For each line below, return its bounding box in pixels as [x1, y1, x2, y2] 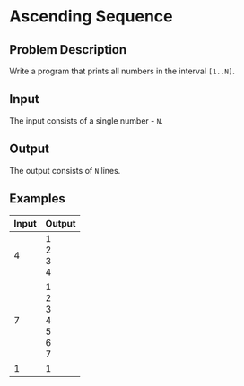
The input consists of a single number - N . [9, 115, 163, 126]
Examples [9, 191, 65, 207]
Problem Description [9, 42, 127, 57]
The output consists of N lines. [9, 165, 121, 176]
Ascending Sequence [9, 6, 173, 27]
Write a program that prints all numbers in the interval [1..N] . [9, 65, 236, 76]
